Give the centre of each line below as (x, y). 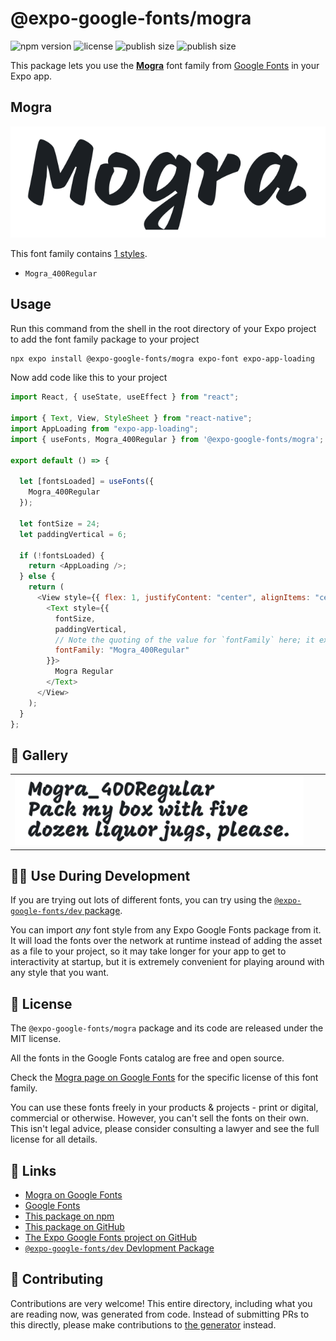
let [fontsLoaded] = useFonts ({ (87, 482)
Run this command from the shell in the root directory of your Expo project (163, 328)
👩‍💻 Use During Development (100, 875)
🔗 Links (33, 1170)
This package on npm (69, 1216)
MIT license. (36, 1039)
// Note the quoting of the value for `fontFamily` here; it (184, 640)
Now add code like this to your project (89, 378)
